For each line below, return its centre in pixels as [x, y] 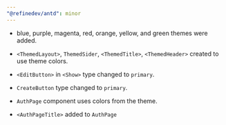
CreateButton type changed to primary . [72, 87]
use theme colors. [42, 61]
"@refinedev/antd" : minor [44, 13]
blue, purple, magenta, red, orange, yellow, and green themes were [112, 33]
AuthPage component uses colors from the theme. [87, 101]
